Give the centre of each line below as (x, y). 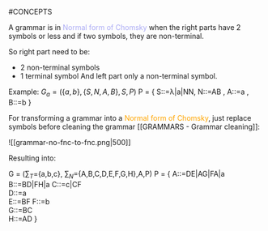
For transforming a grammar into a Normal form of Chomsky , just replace (130, 118)
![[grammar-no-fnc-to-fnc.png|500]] (70, 142)
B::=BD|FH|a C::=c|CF (45, 184)
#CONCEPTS (30, 12)
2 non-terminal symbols (60, 67)
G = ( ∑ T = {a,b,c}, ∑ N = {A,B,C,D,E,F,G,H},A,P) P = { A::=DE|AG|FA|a (117, 175)
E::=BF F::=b (29, 201)
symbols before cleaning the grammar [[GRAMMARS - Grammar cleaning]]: (134, 126)
